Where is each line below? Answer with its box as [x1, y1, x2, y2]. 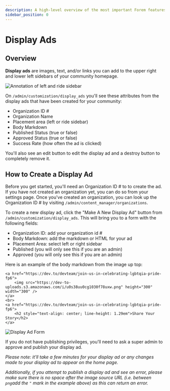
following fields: [5, 220, 38, 226]
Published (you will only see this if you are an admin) [12, 246, 122, 253]
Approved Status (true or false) [12, 135, 77, 141]
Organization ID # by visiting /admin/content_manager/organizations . [5, 200, 148, 206]
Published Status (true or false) [12, 129, 78, 135]
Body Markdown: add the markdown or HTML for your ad [12, 235, 133, 241]
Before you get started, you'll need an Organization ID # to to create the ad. [5, 184, 162, 190]
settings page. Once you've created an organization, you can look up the [5, 194, 157, 200]
